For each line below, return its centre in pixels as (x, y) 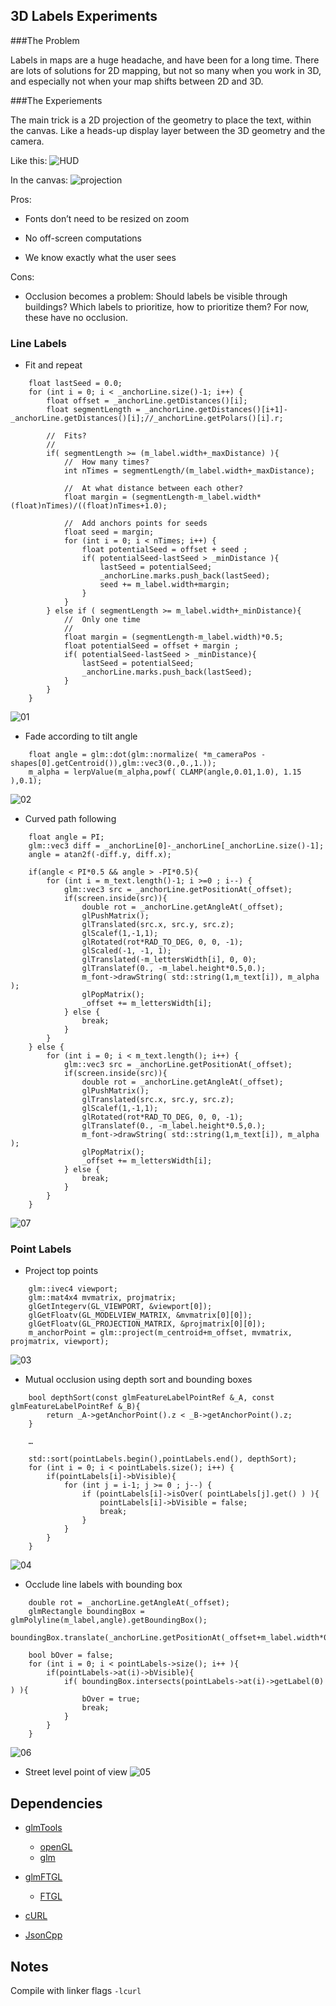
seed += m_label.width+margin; (164, 585)
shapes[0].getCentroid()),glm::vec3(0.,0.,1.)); (113, 764)
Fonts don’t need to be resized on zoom (107, 218)
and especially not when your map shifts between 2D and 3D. (137, 81)
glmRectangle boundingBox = (86, 1612)
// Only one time (102, 620)
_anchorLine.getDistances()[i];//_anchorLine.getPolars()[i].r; (147, 419)
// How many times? (106, 462)
